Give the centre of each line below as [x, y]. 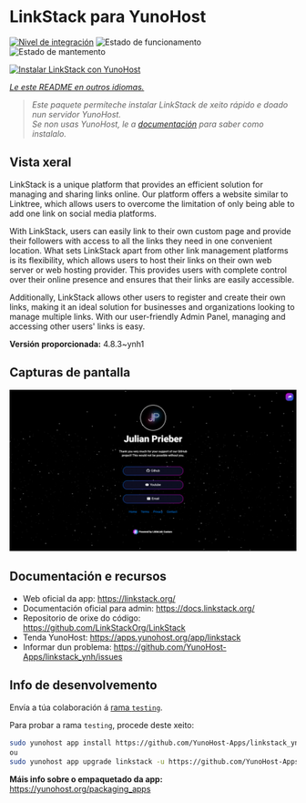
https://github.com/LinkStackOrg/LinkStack [104, 627]
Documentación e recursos [88, 577]
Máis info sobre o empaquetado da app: [86, 779]
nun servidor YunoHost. [76, 114]
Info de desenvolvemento [83, 685]
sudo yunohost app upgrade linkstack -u [87, 762]
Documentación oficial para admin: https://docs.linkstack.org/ [138, 608]
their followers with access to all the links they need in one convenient [141, 241]
